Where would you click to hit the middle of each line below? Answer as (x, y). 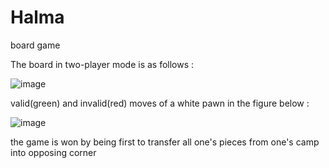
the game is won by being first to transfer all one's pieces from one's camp (165, 142)
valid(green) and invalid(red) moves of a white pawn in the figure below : (160, 103)
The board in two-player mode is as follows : (102, 64)
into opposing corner (53, 152)
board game (35, 45)
